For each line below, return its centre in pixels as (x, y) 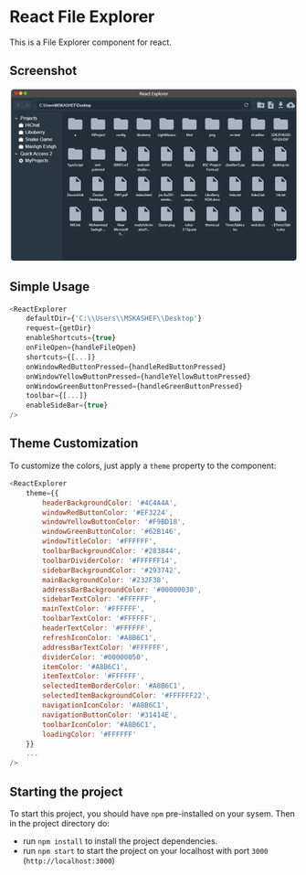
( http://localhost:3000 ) (69, 860)
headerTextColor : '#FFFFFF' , (98, 628)
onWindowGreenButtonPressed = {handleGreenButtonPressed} (135, 386)
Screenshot (43, 71)
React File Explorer (82, 17)
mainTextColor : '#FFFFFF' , (94, 609)
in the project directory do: (59, 823)
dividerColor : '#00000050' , (95, 657)
